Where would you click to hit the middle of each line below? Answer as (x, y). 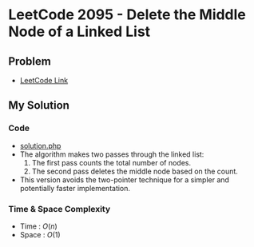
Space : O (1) (40, 234)
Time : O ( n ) (38, 226)
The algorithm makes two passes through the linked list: (112, 154)
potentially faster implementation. (75, 188)
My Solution (39, 106)
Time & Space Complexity (60, 209)
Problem (30, 61)
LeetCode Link (44, 80)
